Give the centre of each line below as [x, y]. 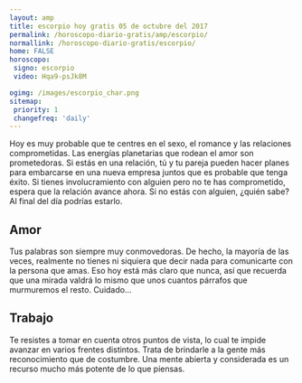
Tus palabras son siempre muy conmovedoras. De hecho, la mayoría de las [149, 252]
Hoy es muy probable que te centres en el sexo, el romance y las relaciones [151, 144]
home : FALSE [32, 51]
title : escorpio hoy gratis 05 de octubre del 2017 [109, 26]
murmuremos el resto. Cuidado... [71, 290]
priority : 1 [36, 109]
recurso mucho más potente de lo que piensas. [97, 369]
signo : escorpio [44, 69]
